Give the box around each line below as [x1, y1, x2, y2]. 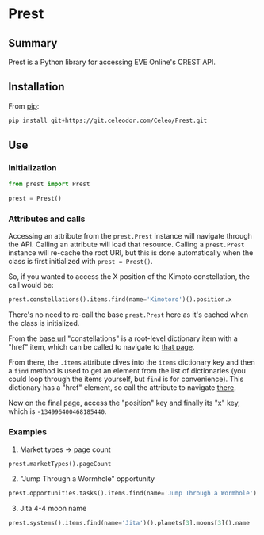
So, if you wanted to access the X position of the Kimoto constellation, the [8, 272, 250, 281]
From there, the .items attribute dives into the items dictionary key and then [8, 357, 255, 367]
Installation [8, 80, 65, 94]
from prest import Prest [8, 180, 90, 189]
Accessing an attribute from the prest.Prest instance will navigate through [8, 231, 252, 241]
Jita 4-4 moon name [19, 504, 87, 514]
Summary [8, 36, 58, 50]
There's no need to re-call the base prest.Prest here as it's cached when [8, 310, 248, 319]
